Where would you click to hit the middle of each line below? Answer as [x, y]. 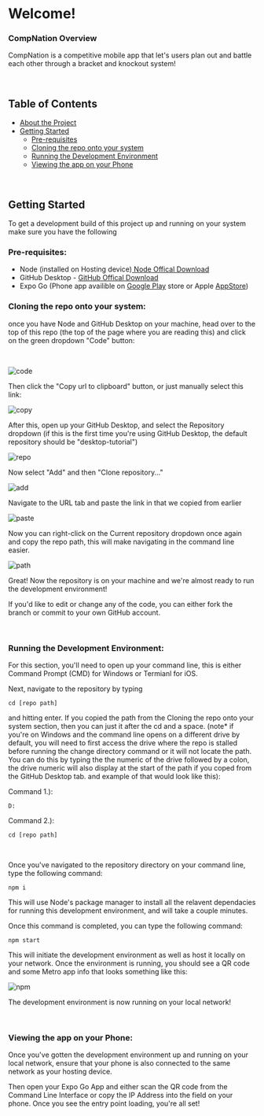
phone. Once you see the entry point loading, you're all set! [104, 1103]
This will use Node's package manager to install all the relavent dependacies [132, 902]
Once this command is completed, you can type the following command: [126, 926]
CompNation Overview [53, 39]
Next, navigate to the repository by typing [75, 689]
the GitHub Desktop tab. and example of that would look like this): [114, 776]
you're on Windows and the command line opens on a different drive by [124, 734]
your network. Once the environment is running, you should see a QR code [129, 963]
